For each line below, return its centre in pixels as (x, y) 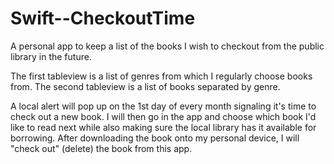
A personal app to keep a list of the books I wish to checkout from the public (167, 46)
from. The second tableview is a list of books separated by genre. (145, 86)
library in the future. (51, 56)
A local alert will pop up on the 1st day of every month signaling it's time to (163, 106)
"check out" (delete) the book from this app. (101, 148)
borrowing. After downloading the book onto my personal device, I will (155, 138)
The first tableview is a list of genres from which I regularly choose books (161, 76)
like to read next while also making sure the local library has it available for (163, 127)
